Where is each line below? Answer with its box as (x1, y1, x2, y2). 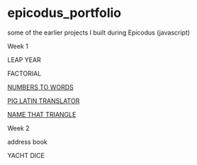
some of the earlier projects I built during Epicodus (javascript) (7, 28, 190, 37)
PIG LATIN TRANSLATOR (7, 97, 80, 105)
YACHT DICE (7, 151, 45, 159)
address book (7, 137, 47, 146)
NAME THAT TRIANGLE (7, 110, 77, 118)
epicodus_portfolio (7, 5, 122, 21)
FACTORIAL (7, 69, 42, 78)
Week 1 (7, 42, 28, 50)
